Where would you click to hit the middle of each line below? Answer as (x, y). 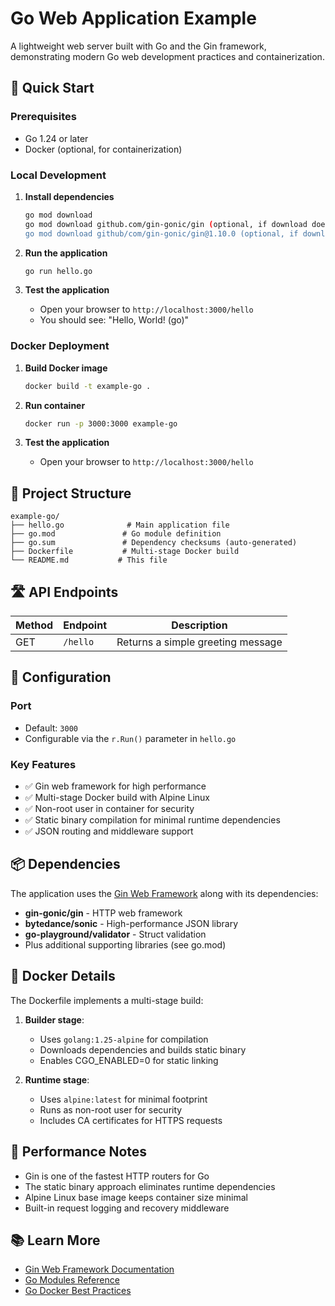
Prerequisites (43, 117)
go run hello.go (58, 271)
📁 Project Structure (71, 493)
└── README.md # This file (89, 560)
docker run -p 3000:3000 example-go (101, 423)
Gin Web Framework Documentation (99, 1269)
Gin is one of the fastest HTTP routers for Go (117, 1176)
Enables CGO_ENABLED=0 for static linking (129, 1060)
